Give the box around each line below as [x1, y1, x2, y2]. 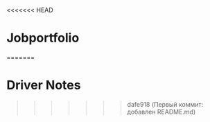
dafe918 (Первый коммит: [127, 100, 204, 108]
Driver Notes [6, 78, 81, 93]
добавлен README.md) [127, 107, 196, 116]
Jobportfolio [6, 31, 80, 46]
